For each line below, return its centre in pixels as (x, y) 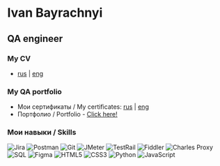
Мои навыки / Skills (42, 133)
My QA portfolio (35, 91)
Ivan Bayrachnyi (55, 13)
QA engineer (35, 39)
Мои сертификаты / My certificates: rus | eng (83, 107)
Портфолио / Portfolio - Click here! (68, 114)
